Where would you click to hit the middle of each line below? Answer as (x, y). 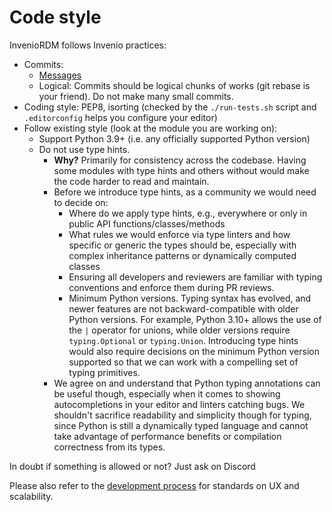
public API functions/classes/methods (147, 223)
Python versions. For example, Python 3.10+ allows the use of (195, 319)
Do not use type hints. (84, 149)
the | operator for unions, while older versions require (179, 330)
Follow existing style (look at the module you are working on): (150, 128)
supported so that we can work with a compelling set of (183, 362)
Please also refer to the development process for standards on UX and (154, 485)
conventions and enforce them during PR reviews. (171, 287)
